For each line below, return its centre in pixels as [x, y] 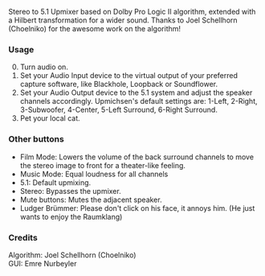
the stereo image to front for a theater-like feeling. [103, 165]
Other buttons [36, 139]
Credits [23, 237]
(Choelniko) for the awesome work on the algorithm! [95, 29]
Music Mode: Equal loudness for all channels [94, 174]
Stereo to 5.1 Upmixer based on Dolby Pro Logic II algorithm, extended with [132, 12]
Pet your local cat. [50, 118]
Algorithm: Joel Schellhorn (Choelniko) [72, 255]
